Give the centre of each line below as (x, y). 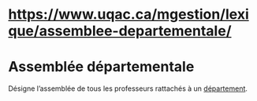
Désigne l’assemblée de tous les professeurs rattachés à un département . (128, 88)
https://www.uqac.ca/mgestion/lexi (129, 14)
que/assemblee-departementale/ (120, 31)
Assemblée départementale (101, 67)
